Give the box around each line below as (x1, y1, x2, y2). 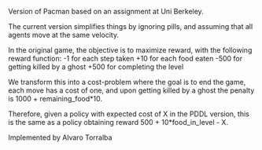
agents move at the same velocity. (8, 31, 120, 39)
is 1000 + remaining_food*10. (8, 94, 103, 103)
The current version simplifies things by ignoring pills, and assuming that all (8, 22, 253, 31)
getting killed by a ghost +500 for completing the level (8, 62, 184, 71)
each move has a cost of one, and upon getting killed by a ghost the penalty (8, 86, 255, 95)
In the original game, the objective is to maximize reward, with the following (8, 46, 253, 54)
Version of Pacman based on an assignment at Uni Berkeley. (8, 7, 205, 16)
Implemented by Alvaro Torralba (8, 133, 113, 142)
